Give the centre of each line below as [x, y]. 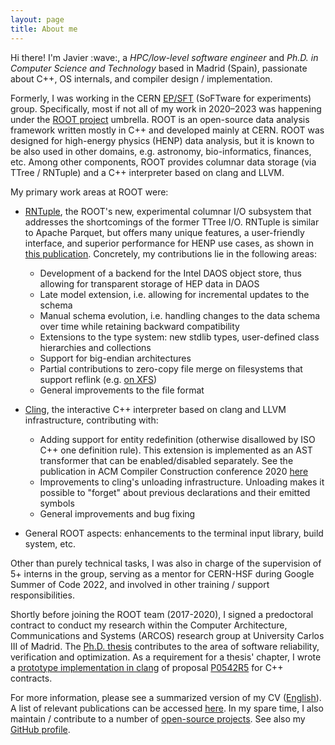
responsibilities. [42, 595]
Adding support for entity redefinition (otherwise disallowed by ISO [177, 439]
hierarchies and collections [95, 347]
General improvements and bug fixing [117, 513]
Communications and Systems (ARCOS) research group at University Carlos [167, 635]
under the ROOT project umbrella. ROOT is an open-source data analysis [160, 119]
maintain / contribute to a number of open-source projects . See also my [158, 718]
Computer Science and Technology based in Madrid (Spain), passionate [159, 68]
